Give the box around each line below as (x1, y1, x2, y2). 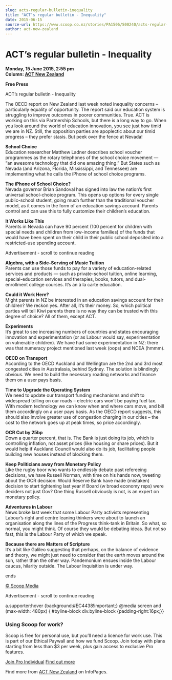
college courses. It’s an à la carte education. (29, 282, 122, 288)
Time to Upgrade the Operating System (5, 387, 91, 393)
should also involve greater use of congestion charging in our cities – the (5, 414, 159, 420)
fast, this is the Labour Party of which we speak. (5, 531, 107, 537)
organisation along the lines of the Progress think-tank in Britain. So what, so (5, 520, 167, 527)
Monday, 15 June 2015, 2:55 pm (5, 66, 74, 72)
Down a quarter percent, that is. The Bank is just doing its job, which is (5, 435, 154, 441)
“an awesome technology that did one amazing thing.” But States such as (5, 160, 160, 166)
